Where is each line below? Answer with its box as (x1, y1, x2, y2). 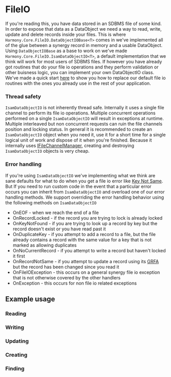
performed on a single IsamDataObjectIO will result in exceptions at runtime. (5, 115, 164, 122)
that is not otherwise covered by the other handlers (12, 274, 121, 280)
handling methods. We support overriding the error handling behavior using (5, 194, 164, 200)
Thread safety (5, 93, 41, 100)
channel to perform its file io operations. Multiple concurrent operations (5, 110, 156, 116)
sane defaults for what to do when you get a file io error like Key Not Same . (5, 178, 163, 184)
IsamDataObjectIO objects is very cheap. (5, 148, 90, 154)
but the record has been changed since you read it (12, 264, 119, 270)
